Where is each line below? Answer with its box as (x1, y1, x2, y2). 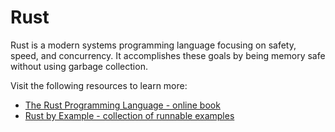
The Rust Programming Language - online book (24, 99, 221, 111)
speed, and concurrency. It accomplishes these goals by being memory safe (10, 49, 326, 61)
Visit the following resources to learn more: (10, 79, 188, 91)
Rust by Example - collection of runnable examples (24, 109, 235, 121)
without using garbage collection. (10, 60, 148, 72)
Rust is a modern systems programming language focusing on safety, (10, 39, 297, 51)
